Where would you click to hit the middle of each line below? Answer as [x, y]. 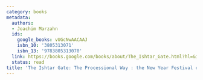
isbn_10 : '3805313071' [46, 46]
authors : [23, 23]
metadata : [19, 17]
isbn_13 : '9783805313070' [50, 51]
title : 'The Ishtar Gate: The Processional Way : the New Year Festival [100, 68]
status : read [28, 62]
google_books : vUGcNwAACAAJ [52, 40]
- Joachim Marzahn [35, 29]
